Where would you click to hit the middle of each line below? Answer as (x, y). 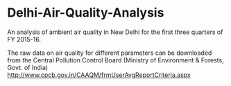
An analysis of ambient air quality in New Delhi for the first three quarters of (115, 32)
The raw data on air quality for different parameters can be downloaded (110, 53)
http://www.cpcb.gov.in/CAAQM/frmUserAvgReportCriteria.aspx (99, 75)
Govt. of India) (28, 67)
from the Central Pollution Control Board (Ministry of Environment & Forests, (115, 60)
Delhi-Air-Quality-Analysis (86, 13)
